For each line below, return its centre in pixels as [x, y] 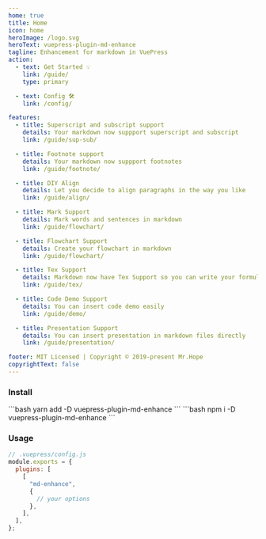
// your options [63, 499]
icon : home [26, 30]
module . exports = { [40, 462]
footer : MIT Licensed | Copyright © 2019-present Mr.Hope [106, 357]
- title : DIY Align [47, 183]
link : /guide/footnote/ [62, 169]
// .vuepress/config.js [47, 455]
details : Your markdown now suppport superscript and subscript [131, 133]
